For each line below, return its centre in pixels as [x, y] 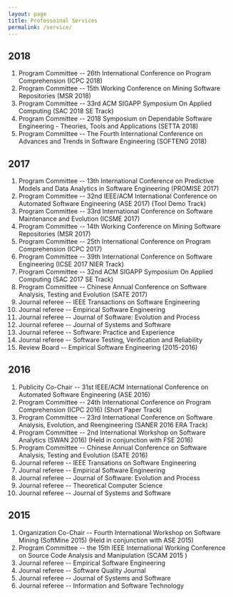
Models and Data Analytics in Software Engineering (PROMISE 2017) [119, 188]
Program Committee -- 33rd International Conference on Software [115, 211]
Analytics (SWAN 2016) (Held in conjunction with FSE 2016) [105, 440]
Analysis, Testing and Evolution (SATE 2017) [83, 294]
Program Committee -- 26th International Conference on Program [115, 73]
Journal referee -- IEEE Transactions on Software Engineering [109, 302]
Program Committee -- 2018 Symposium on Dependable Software [115, 119]
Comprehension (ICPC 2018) [60, 81]
